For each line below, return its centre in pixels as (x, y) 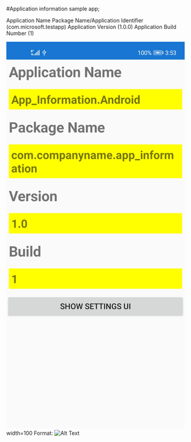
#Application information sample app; (53, 9)
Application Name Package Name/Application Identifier (75, 20)
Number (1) (20, 33)
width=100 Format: (30, 433)
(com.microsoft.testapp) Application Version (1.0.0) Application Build (91, 27)
